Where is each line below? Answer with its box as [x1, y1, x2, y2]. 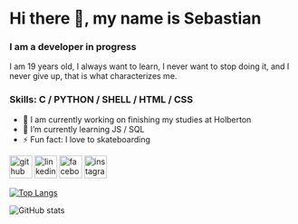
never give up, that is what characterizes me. [9, 71, 178, 82]
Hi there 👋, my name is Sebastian [9, 8, 262, 29]
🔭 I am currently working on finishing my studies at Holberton [22, 113, 252, 125]
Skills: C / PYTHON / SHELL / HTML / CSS [9, 93, 193, 106]
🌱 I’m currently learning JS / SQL [22, 123, 145, 134]
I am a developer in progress [9, 41, 137, 54]
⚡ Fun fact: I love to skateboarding [22, 133, 151, 144]
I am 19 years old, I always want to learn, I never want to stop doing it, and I [9, 61, 290, 72]
